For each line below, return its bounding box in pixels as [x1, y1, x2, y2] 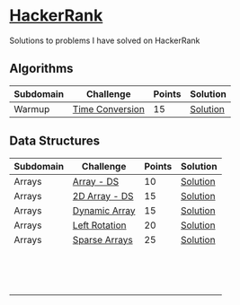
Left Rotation [72, 219, 127, 231]
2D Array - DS [72, 189, 134, 202]
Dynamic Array [72, 204, 136, 216]
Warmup [13, 102, 50, 115]
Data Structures [9, 134, 101, 149]
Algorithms [9, 61, 74, 76]
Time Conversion [72, 102, 146, 115]
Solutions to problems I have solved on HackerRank [9, 35, 200, 46]
